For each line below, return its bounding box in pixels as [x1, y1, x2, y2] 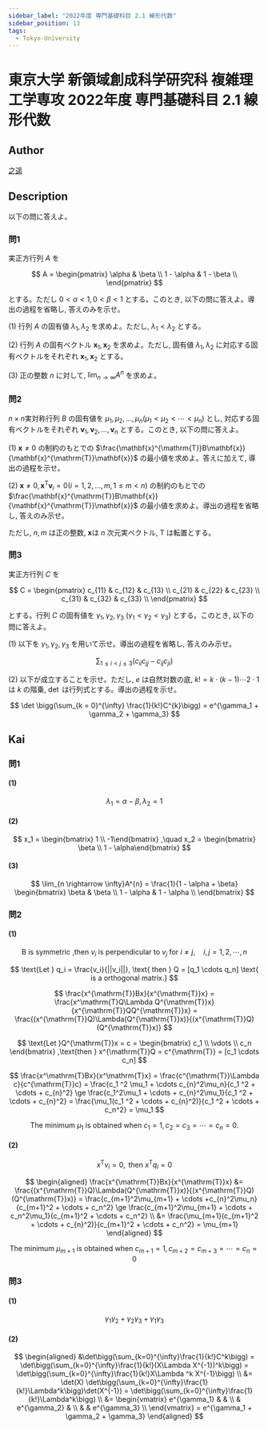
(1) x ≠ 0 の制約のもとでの [8, 443, 94, 453]
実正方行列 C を [8, 569, 60, 579]
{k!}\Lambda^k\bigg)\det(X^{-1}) [15, 1386, 122, 1395]
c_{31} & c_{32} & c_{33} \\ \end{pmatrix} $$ [61, 594, 208, 603]
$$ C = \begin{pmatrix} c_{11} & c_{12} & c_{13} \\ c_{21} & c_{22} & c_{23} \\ [9, 585, 260, 595]
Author [8, 143, 44, 157]
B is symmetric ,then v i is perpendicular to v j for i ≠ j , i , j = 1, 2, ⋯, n [21, 947, 248, 959]
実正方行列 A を [8, 253, 60, 263]
